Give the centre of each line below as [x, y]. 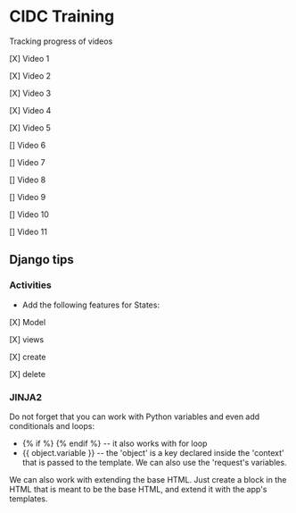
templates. [29, 499]
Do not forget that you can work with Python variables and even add [135, 416]
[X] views [27, 339]
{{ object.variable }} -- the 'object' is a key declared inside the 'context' [153, 452]
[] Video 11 [28, 231]
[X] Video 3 [30, 93]
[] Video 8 [28, 180]
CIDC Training [62, 17]
